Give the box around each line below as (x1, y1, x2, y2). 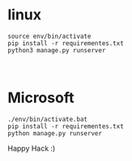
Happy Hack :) (7, 143, 56, 153)
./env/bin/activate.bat (7, 115, 88, 123)
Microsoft (7, 89, 75, 107)
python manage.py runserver (7, 129, 103, 138)
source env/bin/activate (7, 32, 92, 40)
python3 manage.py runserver (7, 46, 106, 54)
